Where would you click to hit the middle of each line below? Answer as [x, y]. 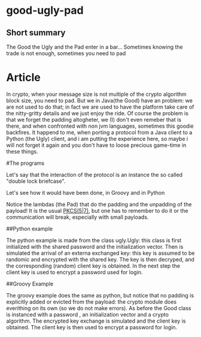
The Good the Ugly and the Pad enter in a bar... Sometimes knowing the [95, 47]
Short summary [36, 33]
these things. [22, 151]
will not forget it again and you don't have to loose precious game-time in [96, 145]
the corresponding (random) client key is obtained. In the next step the [93, 266]
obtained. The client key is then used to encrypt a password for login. [92, 327]
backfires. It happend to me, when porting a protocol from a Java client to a [99, 132]
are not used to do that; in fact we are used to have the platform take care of [100, 107]
